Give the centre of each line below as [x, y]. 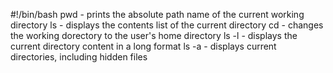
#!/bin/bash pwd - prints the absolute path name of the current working [157, 14]
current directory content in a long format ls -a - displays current [143, 46]
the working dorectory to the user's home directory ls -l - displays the [154, 35]
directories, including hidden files [79, 57]
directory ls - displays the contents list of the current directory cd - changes [167, 25]
